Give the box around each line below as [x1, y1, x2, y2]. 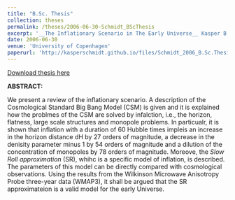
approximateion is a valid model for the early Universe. [7, 185, 165, 193]
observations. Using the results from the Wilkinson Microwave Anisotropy [7, 169, 219, 178]
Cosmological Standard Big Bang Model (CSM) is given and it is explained [7, 103, 220, 111]
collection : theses [7, 17, 64, 24]
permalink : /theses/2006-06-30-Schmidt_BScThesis [7, 23, 155, 30]
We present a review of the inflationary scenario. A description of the [7, 95, 206, 103]
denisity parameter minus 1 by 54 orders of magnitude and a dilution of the [7, 140, 222, 148]
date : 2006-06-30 [7, 36, 58, 43]
